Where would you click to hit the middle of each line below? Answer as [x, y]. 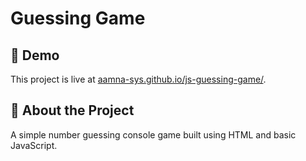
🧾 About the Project [72, 110]
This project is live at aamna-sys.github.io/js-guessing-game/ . [138, 79]
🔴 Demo [35, 55]
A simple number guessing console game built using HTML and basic [153, 134]
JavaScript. [34, 145]
